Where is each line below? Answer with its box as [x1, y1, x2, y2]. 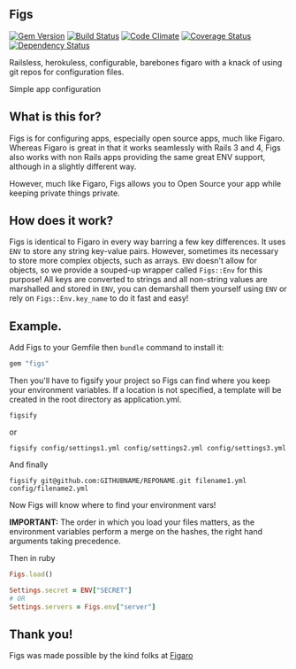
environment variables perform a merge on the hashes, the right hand [9, 527, 263, 537]
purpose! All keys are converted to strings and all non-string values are [9, 274, 268, 285]
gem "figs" [9, 359, 49, 368]
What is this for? [9, 110, 102, 125]
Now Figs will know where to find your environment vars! [9, 500, 216, 511]
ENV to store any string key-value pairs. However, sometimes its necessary [9, 246, 279, 257]
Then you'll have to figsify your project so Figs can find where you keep [9, 375, 271, 386]
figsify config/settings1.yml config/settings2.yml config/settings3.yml [9, 444, 287, 453]
